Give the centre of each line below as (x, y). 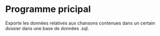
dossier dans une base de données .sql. (47, 28)
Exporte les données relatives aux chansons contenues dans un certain (80, 23)
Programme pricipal (48, 9)
